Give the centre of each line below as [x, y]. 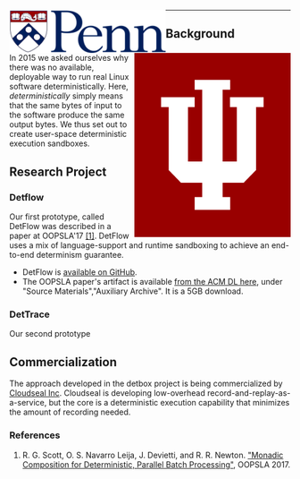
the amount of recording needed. [70, 412]
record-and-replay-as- [249, 393]
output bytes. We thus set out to [68, 124]
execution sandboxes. [50, 143]
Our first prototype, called [57, 217]
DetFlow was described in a [60, 227]
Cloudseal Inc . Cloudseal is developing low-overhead [107, 393]
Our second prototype [50, 334]
